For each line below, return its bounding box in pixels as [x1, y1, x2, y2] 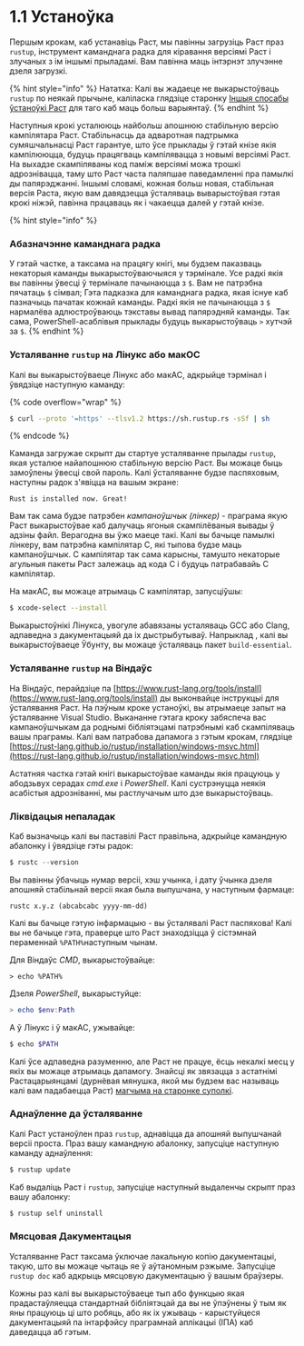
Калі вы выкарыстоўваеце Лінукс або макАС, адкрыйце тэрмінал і [9, 369, 267, 380]
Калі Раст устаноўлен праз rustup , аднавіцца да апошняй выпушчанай [9, 1128, 282, 1139]
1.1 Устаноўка [9, 6, 115, 27]
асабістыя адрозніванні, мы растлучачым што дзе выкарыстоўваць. [9, 787, 274, 798]
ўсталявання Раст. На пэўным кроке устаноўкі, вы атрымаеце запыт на [9, 702, 287, 713]
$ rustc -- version [9, 857, 79, 867]
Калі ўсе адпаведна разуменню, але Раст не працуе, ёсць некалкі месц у [9, 1056, 295, 1067]
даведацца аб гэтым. [9, 1326, 92, 1337]
